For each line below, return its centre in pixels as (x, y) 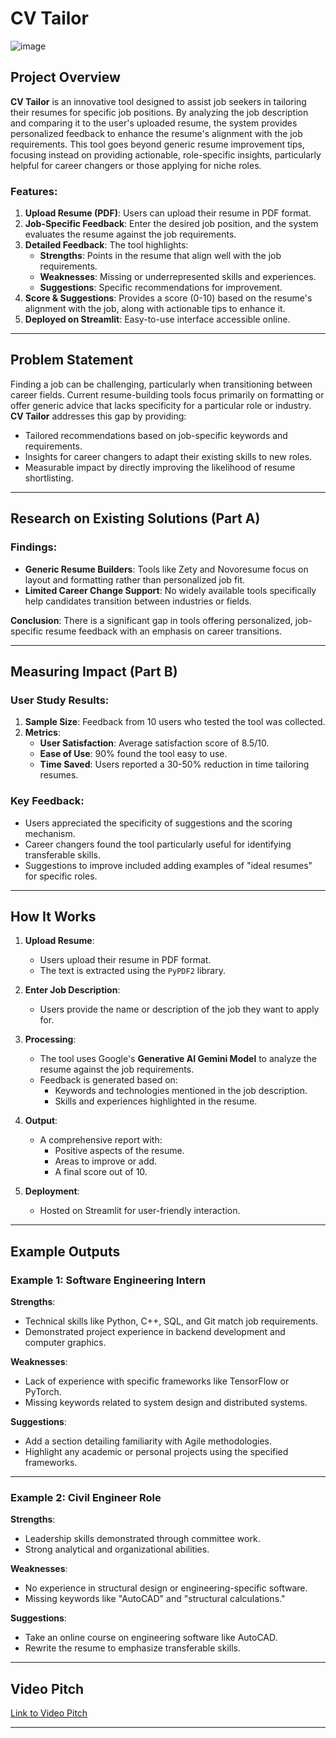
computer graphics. (65, 1343)
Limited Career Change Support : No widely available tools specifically (170, 590)
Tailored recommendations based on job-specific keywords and (156, 435)
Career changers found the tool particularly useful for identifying (158, 844)
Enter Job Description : (72, 990)
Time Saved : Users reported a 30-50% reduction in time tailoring (174, 764)
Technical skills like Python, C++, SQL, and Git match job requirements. (171, 1321)
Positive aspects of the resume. (119, 1151)
